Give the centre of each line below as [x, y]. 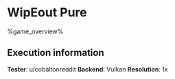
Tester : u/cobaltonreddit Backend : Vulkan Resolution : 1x [87, 69]
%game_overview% [35, 31]
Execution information [56, 53]
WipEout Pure [47, 13]
